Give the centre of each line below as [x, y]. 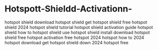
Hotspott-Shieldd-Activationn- [68, 9]
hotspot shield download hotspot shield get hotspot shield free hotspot [76, 22]
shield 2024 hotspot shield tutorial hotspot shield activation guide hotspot [79, 27]
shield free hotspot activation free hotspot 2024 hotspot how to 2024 [75, 37]
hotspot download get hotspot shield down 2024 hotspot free [67, 42]
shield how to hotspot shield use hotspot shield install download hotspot [77, 32]
